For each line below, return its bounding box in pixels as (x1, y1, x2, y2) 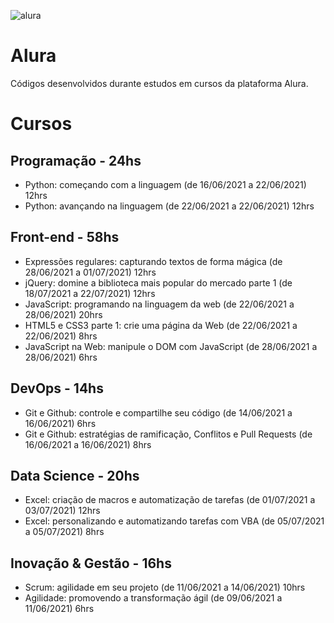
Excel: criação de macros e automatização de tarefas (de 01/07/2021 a (24, 494, 316, 506)
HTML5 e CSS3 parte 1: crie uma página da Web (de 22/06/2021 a (24, 319, 298, 331)
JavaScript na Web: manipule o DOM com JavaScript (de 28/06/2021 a (24, 340, 318, 352)
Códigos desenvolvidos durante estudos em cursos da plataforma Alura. (10, 77, 309, 89)
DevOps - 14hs (10, 380, 104, 397)
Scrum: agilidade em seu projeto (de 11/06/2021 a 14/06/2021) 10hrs (24, 581, 306, 594)
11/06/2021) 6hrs (24, 603, 95, 615)
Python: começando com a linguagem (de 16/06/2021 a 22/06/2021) (24, 178, 307, 190)
